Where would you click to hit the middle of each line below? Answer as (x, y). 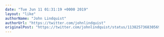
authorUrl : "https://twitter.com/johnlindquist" (55, 23)
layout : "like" (20, 14)
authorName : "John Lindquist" (36, 18)
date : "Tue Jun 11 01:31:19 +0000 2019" (47, 9)
